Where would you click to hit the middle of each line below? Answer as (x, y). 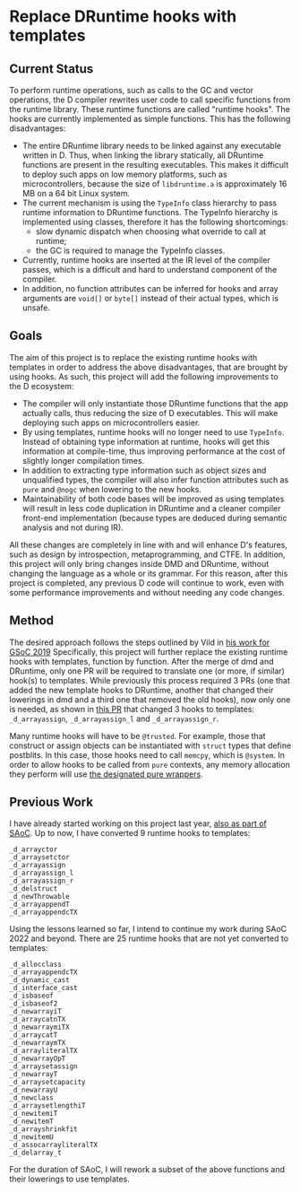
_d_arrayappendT (39, 905)
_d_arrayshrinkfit (43, 1129)
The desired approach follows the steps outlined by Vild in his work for (140, 642)
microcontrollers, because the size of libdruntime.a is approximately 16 (154, 184)
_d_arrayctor (34, 849)
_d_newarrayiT (36, 1012)
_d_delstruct (34, 889)
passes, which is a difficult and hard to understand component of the (150, 270)
